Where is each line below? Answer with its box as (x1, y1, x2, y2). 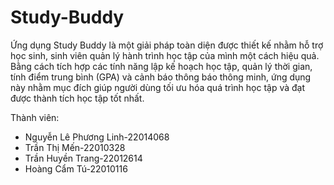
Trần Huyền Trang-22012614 (24, 152, 143, 164)
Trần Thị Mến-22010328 (24, 141, 126, 153)
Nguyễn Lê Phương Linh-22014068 (24, 131, 170, 143)
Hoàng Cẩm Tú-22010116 (24, 162, 128, 175)
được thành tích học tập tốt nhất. (10, 92, 145, 104)
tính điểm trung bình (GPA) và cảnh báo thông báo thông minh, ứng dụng (10, 71, 312, 83)
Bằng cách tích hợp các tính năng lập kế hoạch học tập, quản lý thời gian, (10, 60, 313, 72)
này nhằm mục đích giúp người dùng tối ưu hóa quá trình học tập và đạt (10, 81, 306, 93)
